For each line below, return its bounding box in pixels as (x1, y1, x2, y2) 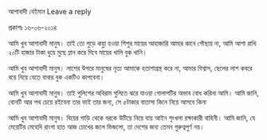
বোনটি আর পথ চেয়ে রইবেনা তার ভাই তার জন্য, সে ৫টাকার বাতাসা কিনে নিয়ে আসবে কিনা (8, 97, 207, 107)
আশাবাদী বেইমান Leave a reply (8, 7, 92, 16)
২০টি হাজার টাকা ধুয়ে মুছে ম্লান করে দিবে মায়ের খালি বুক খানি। (8, 48, 147, 56)
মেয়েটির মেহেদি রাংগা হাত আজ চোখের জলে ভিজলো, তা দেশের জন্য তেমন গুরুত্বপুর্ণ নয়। (8, 122, 205, 131)
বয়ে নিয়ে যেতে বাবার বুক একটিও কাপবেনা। (8, 72, 105, 82)
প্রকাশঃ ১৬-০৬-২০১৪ (8, 23, 57, 32)
